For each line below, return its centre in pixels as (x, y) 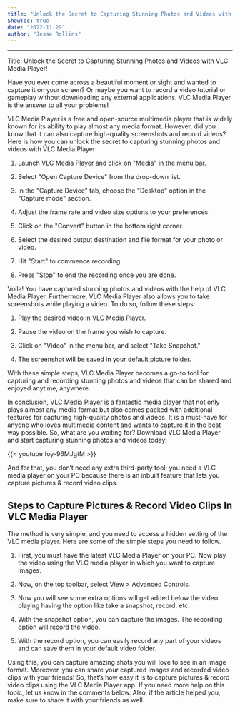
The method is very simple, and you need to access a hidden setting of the (117, 534)
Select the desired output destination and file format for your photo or (120, 240)
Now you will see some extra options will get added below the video (118, 598)
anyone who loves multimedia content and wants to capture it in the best (114, 425)
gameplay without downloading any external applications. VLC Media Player (119, 98)
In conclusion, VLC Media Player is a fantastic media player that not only (114, 402)
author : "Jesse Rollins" (44, 34)
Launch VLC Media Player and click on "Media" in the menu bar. (112, 163)
